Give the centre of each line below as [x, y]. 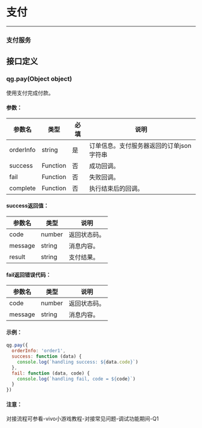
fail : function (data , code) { [51, 373]
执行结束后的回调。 [116, 188]
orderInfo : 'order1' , [39, 351]
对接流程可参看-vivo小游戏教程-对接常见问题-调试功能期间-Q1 [83, 419]
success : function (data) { [47, 356]
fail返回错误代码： [29, 275]
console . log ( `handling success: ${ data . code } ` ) [78, 362]
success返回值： [28, 206]
